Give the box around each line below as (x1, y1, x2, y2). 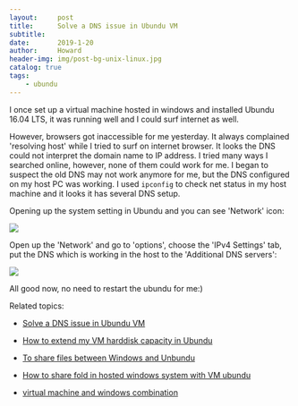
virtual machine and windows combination (21, 386, 179, 398)
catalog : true (9, 63, 63, 72)
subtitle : (9, 30, 47, 38)
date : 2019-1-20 (9, 38, 94, 47)
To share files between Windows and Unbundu (21, 352, 195, 363)
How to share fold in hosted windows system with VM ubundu (21, 369, 251, 380)
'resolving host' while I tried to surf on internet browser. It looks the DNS (9, 140, 276, 151)
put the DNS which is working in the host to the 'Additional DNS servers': (9, 249, 277, 259)
